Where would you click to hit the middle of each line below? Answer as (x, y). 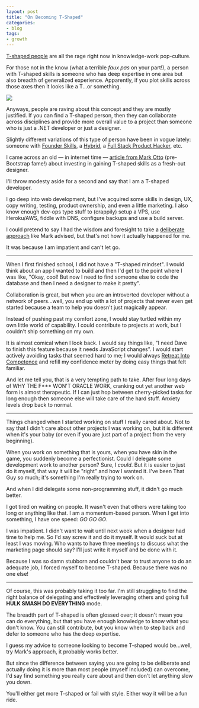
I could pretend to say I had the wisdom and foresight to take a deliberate (95, 229)
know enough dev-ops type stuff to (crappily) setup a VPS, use (83, 212)
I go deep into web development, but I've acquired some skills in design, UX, (99, 199)
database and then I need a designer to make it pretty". (73, 283)
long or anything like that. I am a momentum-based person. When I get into (98, 513)
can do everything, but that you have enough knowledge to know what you (97, 621)
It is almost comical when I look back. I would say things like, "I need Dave (97, 343)
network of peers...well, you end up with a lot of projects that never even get (99, 301)
